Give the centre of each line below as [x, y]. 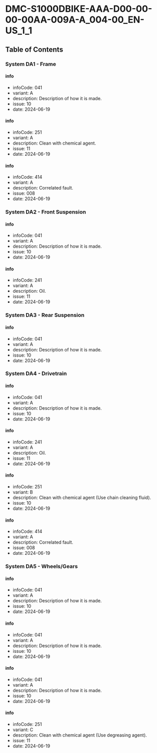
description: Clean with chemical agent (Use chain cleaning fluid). [82, 498]
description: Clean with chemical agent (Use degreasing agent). [80, 735]
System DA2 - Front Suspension [46, 212]
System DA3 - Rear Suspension [45, 315]
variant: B [23, 492]
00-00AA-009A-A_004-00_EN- [75, 20]
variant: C [23, 730]
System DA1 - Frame [31, 64]
